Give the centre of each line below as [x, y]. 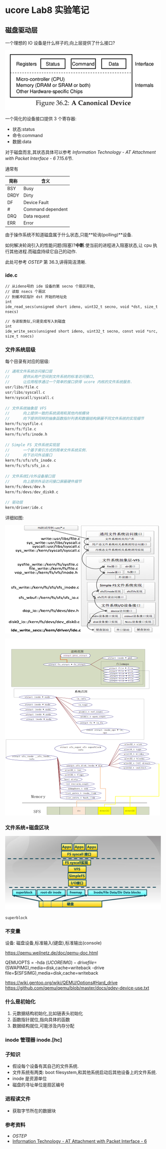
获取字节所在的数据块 [34, 1111]
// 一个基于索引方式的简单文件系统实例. [46, 450]
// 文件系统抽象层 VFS [26, 408]
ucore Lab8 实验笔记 [47, 10]
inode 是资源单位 [29, 1078]
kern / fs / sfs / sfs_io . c [27, 466]
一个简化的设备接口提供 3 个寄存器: [41, 119]
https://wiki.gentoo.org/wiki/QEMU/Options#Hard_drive [61, 982]
